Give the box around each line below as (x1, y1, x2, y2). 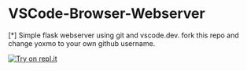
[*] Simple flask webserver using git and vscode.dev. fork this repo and (8, 30, 240, 40)
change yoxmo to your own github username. (8, 38, 156, 48)
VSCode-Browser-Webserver (8, 5, 206, 23)
